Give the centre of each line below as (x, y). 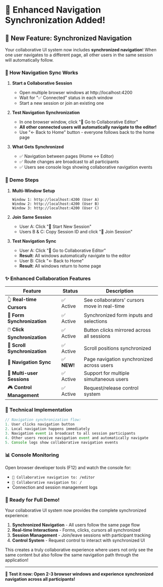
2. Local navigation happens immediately (48, 429)
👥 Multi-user (23, 373)
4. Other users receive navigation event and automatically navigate (77, 438)
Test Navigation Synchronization (46, 113)
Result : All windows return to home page (60, 266)
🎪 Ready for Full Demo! (32, 500)
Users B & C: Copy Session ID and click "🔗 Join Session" (76, 231)
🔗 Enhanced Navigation (53, 10)
